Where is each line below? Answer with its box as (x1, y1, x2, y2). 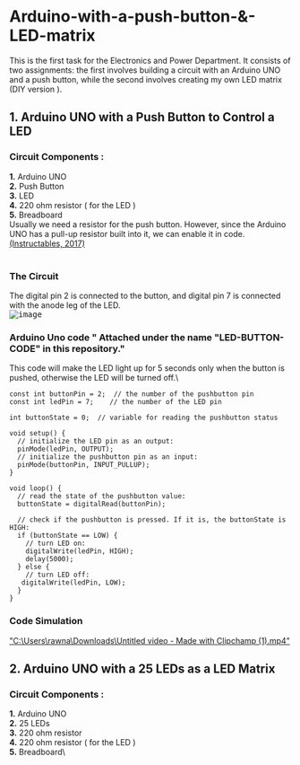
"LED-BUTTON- (213, 330, 285, 343)
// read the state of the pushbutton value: (17, 492, 186, 501)
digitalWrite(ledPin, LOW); (21, 578, 126, 587)
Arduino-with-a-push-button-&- (9, 6, 256, 27)
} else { (17, 563, 50, 572)
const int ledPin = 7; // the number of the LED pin (9, 398, 222, 407)
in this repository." (42, 342, 125, 355)
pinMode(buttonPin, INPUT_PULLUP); (17, 461, 150, 470)
